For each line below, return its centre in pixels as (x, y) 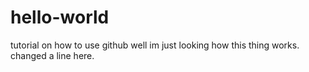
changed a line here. (52, 55)
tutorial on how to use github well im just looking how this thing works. (155, 45)
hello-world (60, 17)
